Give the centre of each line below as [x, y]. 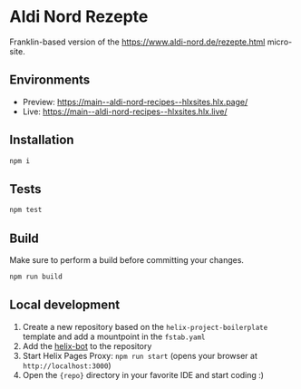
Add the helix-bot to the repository [87, 345]
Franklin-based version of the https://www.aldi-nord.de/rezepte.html [137, 42]
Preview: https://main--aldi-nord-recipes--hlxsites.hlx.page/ [135, 102]
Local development [65, 305]
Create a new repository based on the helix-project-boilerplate [145, 326]
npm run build [36, 277]
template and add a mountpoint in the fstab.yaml [114, 336]
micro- [280, 42]
